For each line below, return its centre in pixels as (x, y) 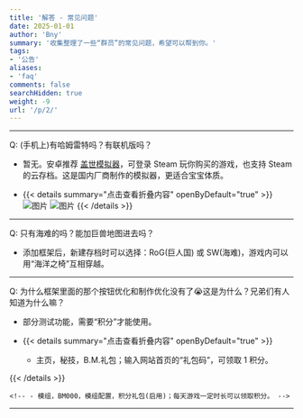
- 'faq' (24, 77)
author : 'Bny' (36, 34)
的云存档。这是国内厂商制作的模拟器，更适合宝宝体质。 (125, 176)
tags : (19, 51)
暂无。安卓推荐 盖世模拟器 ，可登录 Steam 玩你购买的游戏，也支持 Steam (157, 164)
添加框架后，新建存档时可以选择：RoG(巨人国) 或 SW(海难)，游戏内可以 (155, 252)
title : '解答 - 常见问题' (54, 18)
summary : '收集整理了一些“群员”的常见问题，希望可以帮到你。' (113, 43)
